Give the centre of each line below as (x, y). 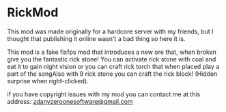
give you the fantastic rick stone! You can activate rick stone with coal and (112, 59)
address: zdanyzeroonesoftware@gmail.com (70, 101)
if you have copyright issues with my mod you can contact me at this (104, 94)
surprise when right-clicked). (48, 81)
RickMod (33, 13)
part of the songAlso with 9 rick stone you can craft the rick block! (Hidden (112, 74)
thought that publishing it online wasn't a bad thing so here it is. (96, 38)
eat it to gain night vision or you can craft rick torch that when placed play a (113, 66)
